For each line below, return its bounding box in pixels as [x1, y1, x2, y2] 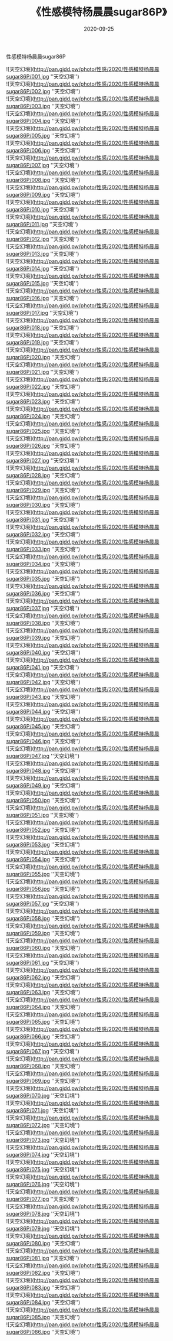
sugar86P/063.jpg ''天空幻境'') [6, 988, 81, 995]
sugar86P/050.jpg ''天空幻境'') [6, 796, 81, 803]
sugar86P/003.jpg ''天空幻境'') [6, 102, 81, 109]
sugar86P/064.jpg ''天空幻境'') [6, 1003, 81, 1010]
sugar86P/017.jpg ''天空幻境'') [6, 309, 78, 316]
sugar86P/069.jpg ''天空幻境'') [6, 1077, 81, 1084]
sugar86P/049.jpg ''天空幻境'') [6, 782, 81, 789]
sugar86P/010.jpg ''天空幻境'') [6, 206, 79, 213]
